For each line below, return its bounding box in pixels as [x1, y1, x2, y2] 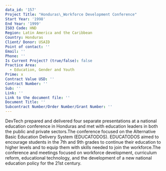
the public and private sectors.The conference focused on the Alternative [5, 129, 156, 134]
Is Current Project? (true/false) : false [5, 58, 93, 63]
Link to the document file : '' [5, 95, 70, 100]
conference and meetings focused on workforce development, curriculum [5, 150, 157, 156]
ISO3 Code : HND [5, 26, 37, 31]
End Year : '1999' [5, 21, 41, 26]
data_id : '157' [5, 7, 37, 12]
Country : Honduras [5, 35, 43, 40]
